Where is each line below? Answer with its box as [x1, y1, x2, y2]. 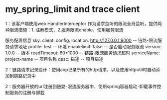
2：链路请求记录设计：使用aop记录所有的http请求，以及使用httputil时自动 [5, 66, 156, 73]
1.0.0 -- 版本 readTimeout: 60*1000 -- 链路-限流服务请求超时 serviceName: [5, 50, 161, 56]
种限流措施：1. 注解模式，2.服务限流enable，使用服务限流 [5, 26, 124, 33]
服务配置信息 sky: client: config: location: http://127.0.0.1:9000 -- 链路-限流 [5, 37, 158, 43]
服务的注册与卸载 [9, 90, 45, 96]
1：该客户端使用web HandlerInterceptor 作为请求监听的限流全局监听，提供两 [5, 20, 162, 26]
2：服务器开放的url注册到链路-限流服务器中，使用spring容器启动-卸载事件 [5, 83, 157, 89]
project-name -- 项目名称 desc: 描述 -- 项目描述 [5, 56, 104, 62]
